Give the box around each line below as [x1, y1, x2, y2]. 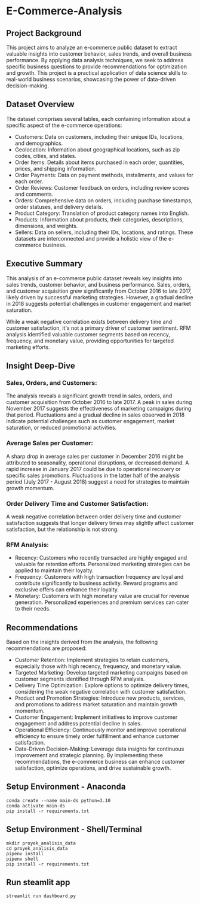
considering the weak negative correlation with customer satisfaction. [14, 688, 187, 696]
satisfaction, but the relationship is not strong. [6, 526, 119, 533]
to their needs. [14, 605, 51, 612]
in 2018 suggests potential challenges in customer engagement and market [6, 300, 191, 307]
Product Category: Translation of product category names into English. [14, 209, 189, 217]
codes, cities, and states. [14, 152, 76, 159]
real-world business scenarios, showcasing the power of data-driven [6, 76, 176, 83]
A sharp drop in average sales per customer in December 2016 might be [6, 452, 184, 460]
